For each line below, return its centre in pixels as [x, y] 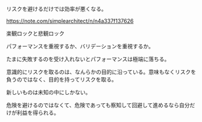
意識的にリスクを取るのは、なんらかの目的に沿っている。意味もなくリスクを [101, 72]
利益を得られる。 [38, 113]
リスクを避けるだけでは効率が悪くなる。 [56, 9]
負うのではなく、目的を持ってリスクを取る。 [62, 79]
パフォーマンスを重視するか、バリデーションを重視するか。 [80, 46]
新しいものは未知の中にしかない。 [49, 92]
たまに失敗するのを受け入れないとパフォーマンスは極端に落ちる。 [88, 59]
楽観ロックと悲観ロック [35, 33]
